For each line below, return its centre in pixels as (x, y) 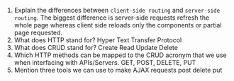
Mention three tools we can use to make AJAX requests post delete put (118, 70)
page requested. (38, 32)
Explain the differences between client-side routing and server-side (117, 10)
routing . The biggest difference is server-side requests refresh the (112, 18)
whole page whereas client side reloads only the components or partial (118, 25)
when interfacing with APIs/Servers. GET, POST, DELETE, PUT (105, 62)
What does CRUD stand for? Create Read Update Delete (96, 48)
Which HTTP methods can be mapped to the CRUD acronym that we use (120, 55)
